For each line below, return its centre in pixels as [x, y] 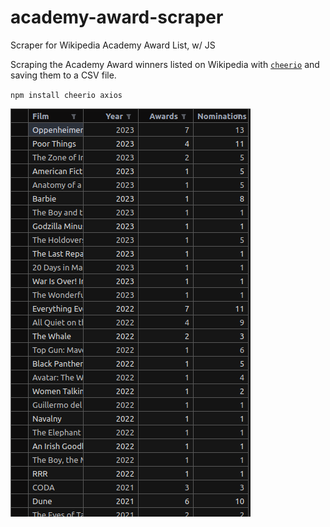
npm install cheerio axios [66, 95]
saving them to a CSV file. [63, 75]
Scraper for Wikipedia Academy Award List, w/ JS [113, 45]
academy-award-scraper [117, 17]
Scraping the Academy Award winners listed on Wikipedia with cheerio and [165, 64]
